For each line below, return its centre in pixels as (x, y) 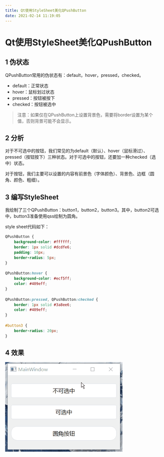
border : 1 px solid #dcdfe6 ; (43, 247)
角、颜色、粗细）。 (23, 180)
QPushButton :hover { (26, 273)
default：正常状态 (30, 86)
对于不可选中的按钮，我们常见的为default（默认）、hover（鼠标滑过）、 (77, 151)
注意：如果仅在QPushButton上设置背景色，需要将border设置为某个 (85, 114)
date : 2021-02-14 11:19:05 (33, 16)
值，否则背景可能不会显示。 (45, 121)
